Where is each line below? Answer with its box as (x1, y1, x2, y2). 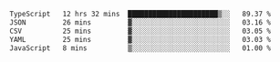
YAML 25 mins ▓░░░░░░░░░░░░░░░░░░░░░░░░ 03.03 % (9, 35, 272, 44)
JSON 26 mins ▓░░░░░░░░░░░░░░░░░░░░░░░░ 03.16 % (9, 17, 272, 27)
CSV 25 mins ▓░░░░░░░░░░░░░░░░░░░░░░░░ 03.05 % (9, 26, 272, 36)
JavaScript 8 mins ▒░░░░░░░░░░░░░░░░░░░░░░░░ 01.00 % (9, 43, 272, 53)
